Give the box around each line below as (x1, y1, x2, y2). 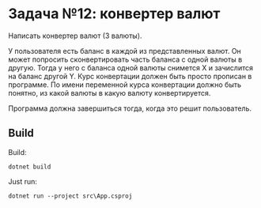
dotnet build (8, 163, 51, 171)
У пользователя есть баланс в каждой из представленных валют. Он (8, 46, 241, 55)
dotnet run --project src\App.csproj (8, 191, 133, 200)
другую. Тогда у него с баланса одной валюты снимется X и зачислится (8, 62, 253, 72)
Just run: (8, 176, 38, 186)
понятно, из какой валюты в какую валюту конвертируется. (8, 88, 211, 97)
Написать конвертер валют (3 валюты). (8, 31, 142, 40)
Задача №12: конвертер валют (8, 5, 221, 23)
